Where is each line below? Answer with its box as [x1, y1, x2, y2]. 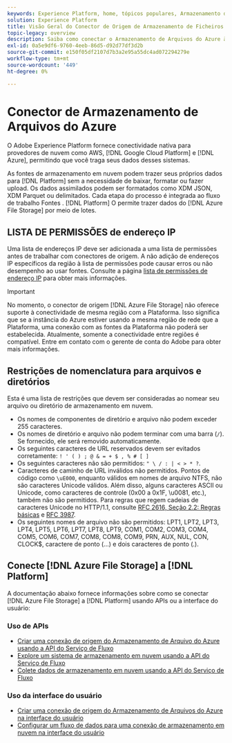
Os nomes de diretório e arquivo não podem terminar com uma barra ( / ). [17, 430, 224, 438]
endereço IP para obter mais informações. [7, 274, 128, 282]
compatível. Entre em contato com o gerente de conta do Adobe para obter [7, 338, 222, 346]
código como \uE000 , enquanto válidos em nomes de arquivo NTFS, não [17, 474, 222, 482]
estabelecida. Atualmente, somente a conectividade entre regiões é [7, 330, 200, 339]
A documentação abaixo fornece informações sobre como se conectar [7, 589, 209, 597]
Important [7, 288, 35, 296]
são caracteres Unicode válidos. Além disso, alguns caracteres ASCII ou [17, 481, 223, 490]
